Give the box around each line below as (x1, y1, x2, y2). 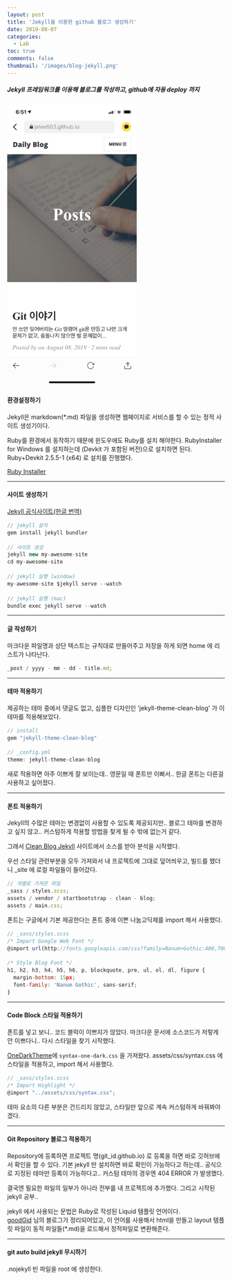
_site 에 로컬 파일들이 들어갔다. (14, 866, 98, 874)
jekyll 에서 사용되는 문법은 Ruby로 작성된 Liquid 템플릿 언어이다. (7, 1207, 181, 1216)
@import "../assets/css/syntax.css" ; (7, 1089, 116, 1096)
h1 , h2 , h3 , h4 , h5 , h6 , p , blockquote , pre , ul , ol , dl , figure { (7, 967, 206, 974)
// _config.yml (7, 749, 51, 756)
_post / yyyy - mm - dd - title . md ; (7, 665, 113, 672)
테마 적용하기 (7, 687, 43, 696)
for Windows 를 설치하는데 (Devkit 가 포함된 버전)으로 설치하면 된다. (7, 444, 193, 453)
